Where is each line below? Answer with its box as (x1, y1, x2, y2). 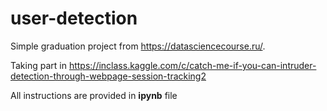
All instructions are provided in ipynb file (10, 89, 178, 101)
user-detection (10, 7, 138, 30)
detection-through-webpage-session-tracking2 (10, 70, 207, 82)
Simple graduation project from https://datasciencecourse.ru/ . (10, 40, 266, 52)
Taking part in (10, 59, 67, 71)
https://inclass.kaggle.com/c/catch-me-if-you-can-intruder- (68, 59, 317, 71)
